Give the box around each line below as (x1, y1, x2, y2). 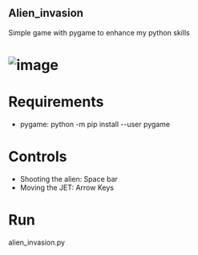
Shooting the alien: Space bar (19, 174, 119, 183)
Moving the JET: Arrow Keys (19, 183, 115, 192)
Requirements (8, 93, 104, 111)
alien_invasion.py (8, 237, 66, 247)
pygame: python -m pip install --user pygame (19, 119, 171, 129)
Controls (8, 148, 67, 166)
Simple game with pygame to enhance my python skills (8, 27, 190, 37)
